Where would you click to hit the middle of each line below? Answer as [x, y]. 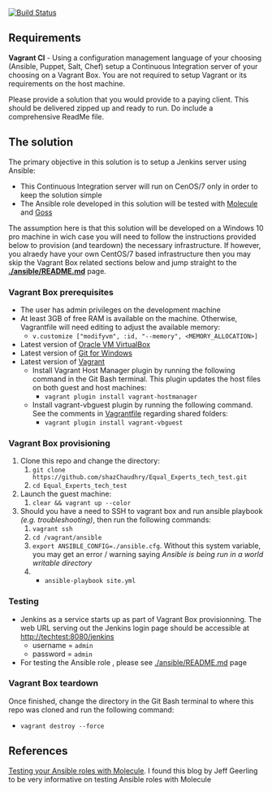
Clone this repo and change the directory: [90, 461]
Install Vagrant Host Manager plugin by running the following [134, 370]
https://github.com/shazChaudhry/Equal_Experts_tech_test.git [140, 477]
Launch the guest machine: [66, 494]
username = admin [63, 645]
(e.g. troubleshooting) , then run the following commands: [115, 520]
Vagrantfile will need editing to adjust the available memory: [120, 327]
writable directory [62, 563]
